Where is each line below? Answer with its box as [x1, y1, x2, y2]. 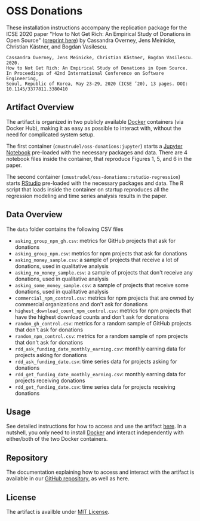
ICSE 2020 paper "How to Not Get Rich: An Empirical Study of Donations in [6, 30, 191, 37]
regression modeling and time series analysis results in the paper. [6, 192, 168, 199]
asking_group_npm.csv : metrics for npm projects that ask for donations [14, 249, 187, 257]
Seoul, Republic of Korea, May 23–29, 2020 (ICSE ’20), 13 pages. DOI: [6, 81, 188, 87]
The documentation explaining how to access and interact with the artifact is [6, 468, 195, 476]
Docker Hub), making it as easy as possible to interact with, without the [6, 124, 181, 132]
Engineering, [6, 75, 39, 81]
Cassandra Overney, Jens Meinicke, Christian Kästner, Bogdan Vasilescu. [6, 54, 194, 60]
